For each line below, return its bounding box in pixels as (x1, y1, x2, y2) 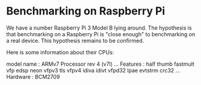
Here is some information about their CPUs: (6, 48, 114, 55)
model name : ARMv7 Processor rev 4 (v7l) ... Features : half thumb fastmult (6, 60, 194, 68)
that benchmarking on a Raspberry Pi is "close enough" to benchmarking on (6, 30, 196, 37)
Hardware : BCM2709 (6, 73, 60, 80)
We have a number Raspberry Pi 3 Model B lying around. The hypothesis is (6, 24, 192, 31)
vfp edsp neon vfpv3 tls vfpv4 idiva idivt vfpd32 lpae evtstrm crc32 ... (6, 66, 181, 74)
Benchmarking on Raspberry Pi (6, 4, 165, 18)
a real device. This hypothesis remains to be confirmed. (6, 37, 144, 44)
